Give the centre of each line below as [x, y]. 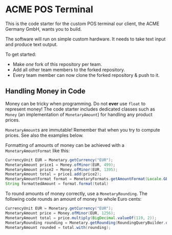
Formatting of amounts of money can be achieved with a [65, 145]
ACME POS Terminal [49, 9]
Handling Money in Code [46, 91]
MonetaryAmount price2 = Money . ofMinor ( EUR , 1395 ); [61, 169]
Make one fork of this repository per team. [57, 64]
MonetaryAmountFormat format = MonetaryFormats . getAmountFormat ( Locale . [84, 179]
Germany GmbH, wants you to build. [44, 29]
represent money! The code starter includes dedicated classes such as [80, 109]
